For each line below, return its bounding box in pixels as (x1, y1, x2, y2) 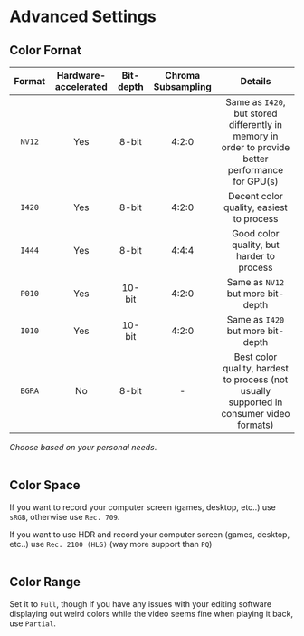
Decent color (227, 190, 283, 202)
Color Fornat (9, 43, 81, 58)
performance (227, 164, 283, 176)
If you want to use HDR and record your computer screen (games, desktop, (9, 528, 290, 540)
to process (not (223, 373, 289, 386)
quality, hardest (223, 362, 290, 374)
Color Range (9, 574, 81, 590)
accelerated (54, 81, 109, 92)
